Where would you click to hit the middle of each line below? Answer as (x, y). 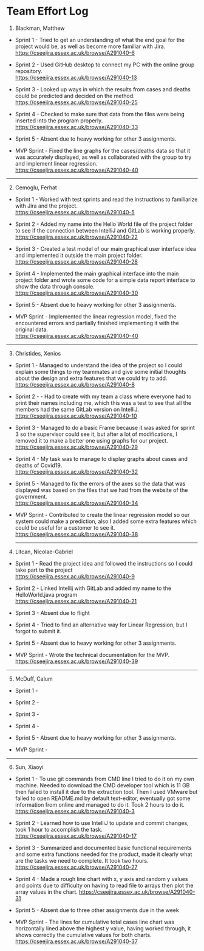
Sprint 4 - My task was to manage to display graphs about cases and (101, 458)
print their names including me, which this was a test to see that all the (103, 402)
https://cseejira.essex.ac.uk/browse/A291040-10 (76, 416)
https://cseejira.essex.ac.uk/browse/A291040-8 (75, 384)
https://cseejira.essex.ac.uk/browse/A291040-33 (76, 127)
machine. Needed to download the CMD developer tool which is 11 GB (102, 785)
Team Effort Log (48, 11)
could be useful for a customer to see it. (65, 527)
